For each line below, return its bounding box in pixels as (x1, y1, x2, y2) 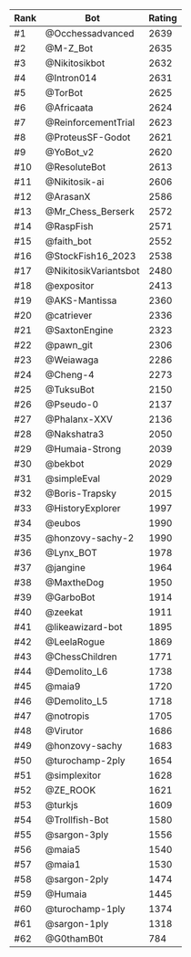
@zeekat (45, 606, 84, 618)
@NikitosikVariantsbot (45, 265, 140, 277)
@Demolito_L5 (45, 695, 108, 707)
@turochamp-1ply (45, 903, 126, 915)
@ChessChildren (45, 650, 118, 663)
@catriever (45, 310, 93, 321)
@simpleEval (45, 472, 101, 485)
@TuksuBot (45, 384, 95, 395)
